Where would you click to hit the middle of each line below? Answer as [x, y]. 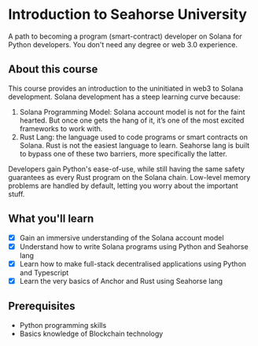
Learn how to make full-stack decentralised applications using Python [133, 263]
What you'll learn [51, 219]
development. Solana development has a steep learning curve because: [124, 97]
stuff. [17, 193]
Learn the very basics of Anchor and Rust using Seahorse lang [121, 281]
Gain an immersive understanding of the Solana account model [122, 237]
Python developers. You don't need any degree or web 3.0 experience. [123, 44]
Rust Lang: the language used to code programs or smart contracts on [133, 137]
